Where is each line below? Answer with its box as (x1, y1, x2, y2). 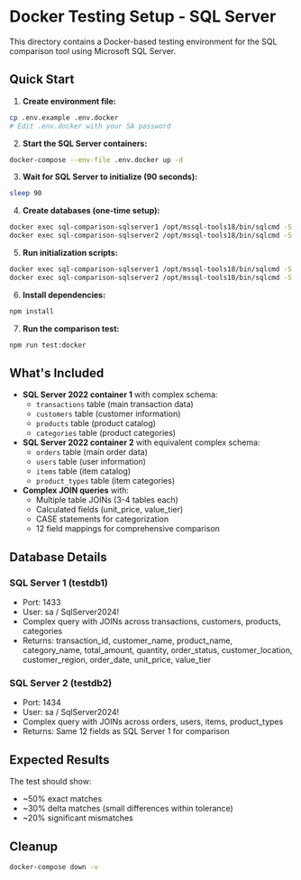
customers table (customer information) (35, 408, 181, 420)
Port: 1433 (22, 597, 61, 607)
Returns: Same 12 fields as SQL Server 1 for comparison (22, 726, 230, 737)
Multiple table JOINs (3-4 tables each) (35, 494, 178, 505)
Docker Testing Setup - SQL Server (9, 6, 277, 27)
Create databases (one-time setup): (22, 205, 160, 216)
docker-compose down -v (9, 862, 99, 871)
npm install (9, 306, 54, 316)
